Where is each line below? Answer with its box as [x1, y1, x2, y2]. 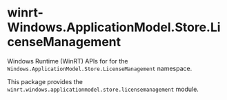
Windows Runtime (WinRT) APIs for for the [7, 57, 128, 65]
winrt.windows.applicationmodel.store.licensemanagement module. [7, 85, 199, 93]
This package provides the [7, 77, 83, 86]
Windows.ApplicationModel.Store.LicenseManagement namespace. [7, 64, 193, 72]
